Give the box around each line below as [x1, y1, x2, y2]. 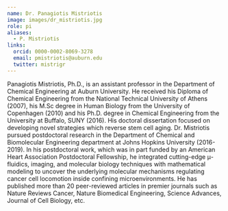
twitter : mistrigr [13, 61, 66, 68]
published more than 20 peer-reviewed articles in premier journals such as [7, 182, 218, 190]
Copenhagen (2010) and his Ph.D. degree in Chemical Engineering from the [7, 109, 220, 117]
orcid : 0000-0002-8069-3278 [13, 49, 94, 55]
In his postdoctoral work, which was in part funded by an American [26, 145, 216, 153]
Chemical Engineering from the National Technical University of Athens [7, 94, 208, 103]
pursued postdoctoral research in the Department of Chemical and [7, 131, 195, 139]
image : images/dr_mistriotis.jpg [7, 16, 103, 23]
